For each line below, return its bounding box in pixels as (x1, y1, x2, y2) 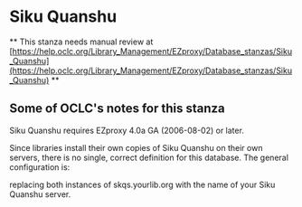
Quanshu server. (9, 188, 71, 200)
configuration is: (9, 161, 71, 173)
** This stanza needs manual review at (9, 36, 154, 47)
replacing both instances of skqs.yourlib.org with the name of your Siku (9, 179, 276, 190)
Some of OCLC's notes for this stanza (9, 101, 225, 117)
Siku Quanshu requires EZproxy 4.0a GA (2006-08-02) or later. (9, 125, 244, 136)
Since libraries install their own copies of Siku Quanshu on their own (9, 142, 263, 153)
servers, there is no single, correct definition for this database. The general (9, 152, 289, 163)
